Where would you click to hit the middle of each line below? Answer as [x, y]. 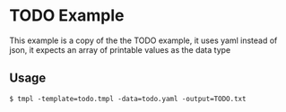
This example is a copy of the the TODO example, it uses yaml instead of [143, 40]
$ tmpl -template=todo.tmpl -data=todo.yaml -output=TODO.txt [128, 99]
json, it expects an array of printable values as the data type [120, 49]
